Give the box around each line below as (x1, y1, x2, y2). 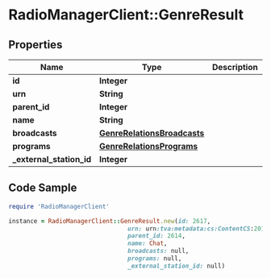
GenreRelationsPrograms (99, 141, 198, 151)
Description (212, 62, 258, 73)
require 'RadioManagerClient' (8, 202, 110, 210)
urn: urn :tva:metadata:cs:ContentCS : (127, 224, 254, 233)
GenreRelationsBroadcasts (99, 127, 205, 139)
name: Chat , (127, 239, 168, 247)
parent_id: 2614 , (127, 232, 186, 240)
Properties (8, 38, 63, 52)
